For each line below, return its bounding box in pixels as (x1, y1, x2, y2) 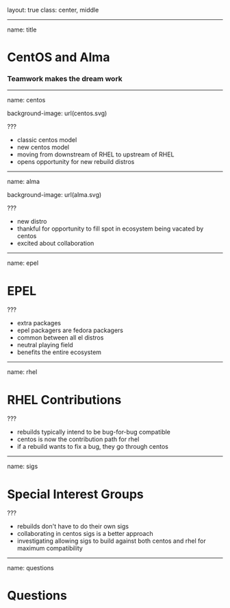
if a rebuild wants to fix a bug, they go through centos (16, 443, 169, 451)
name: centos (7, 96, 46, 104)
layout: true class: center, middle (7, 6, 99, 14)
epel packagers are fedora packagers (16, 326, 123, 335)
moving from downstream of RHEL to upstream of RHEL (16, 150, 175, 159)
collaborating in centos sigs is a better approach (16, 530, 153, 538)
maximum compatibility (16, 544, 84, 552)
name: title (7, 25, 37, 34)
